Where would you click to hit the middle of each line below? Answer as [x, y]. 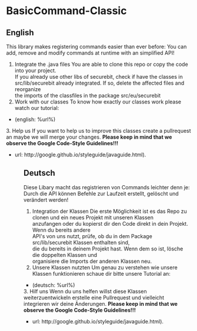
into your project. [35, 71]
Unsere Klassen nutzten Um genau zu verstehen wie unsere [105, 267]
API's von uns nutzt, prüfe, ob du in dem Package [92, 236]
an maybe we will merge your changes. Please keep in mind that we [89, 137]
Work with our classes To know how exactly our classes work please [98, 102]
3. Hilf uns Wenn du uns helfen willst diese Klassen [85, 291]
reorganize [28, 89]
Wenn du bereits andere [61, 230]
